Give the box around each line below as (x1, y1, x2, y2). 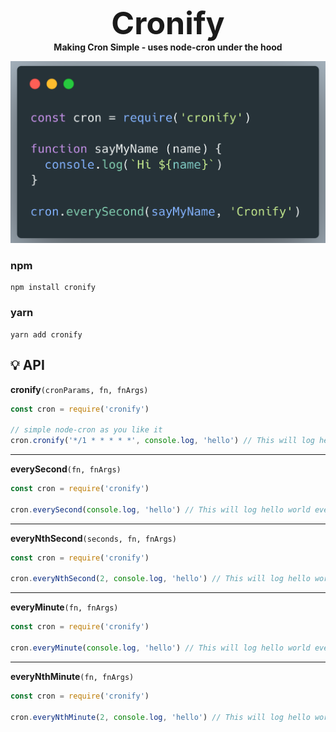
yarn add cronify (10, 329, 83, 340)
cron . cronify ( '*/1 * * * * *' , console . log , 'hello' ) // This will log (10, 436, 315, 446)
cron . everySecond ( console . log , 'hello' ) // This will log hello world (10, 504, 311, 515)
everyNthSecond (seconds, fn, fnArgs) (10, 532, 177, 544)
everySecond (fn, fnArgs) (10, 463, 122, 475)
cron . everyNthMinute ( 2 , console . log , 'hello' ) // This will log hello (10, 712, 311, 722)
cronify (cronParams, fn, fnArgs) (10, 383, 149, 395)
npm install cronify (10, 283, 97, 293)
